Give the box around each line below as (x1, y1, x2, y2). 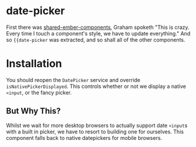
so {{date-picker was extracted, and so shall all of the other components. (6, 36, 185, 43)
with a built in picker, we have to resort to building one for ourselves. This (6, 128, 184, 135)
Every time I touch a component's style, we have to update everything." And (6, 30, 191, 37)
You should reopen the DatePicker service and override (6, 76, 141, 83)
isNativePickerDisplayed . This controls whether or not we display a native (6, 83, 187, 90)
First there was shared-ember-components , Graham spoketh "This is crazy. (6, 24, 190, 31)
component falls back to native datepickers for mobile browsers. (6, 134, 162, 141)
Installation (6, 57, 62, 70)
